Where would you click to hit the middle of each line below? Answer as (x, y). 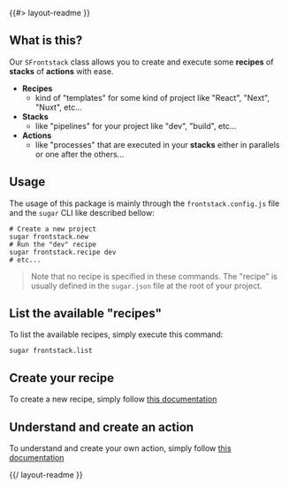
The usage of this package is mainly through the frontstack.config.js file (144, 203)
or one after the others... (80, 154)
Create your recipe (62, 378)
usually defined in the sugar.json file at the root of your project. (146, 286)
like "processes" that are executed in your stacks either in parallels (157, 144)
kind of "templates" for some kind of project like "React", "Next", (152, 97)
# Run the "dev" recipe (53, 244)
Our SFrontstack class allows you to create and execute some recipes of (141, 62)
